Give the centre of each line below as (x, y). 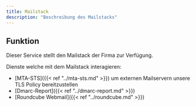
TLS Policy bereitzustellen (46, 85)
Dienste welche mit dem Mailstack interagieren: (64, 67)
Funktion (23, 41)
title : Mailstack (27, 12)
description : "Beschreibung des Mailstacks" (62, 17)
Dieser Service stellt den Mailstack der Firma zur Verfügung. (80, 55)
